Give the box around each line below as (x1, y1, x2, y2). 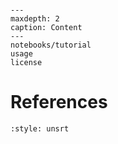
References (10, 91, 108, 114)
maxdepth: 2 (10, 14, 60, 24)
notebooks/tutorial (10, 40, 92, 50)
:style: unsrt (10, 123, 70, 134)
